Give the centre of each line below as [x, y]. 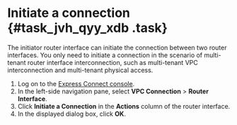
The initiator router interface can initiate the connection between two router [117, 47]
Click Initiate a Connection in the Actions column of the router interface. [124, 106]
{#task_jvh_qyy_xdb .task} [88, 28]
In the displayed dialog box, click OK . [71, 114]
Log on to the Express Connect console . [76, 83]
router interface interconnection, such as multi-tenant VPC [112, 62]
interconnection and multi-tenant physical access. [80, 70]
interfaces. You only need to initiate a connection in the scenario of [105, 55]
